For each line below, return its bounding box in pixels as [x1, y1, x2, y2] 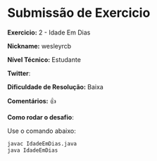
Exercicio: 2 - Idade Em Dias [7, 28, 91, 37]
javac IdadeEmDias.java [7, 140, 77, 147]
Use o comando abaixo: [7, 127, 76, 135]
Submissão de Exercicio [7, 5, 151, 21]
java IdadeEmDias [7, 146, 58, 154]
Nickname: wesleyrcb [7, 41, 72, 50]
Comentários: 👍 [7, 96, 56, 105]
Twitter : [7, 69, 31, 77]
